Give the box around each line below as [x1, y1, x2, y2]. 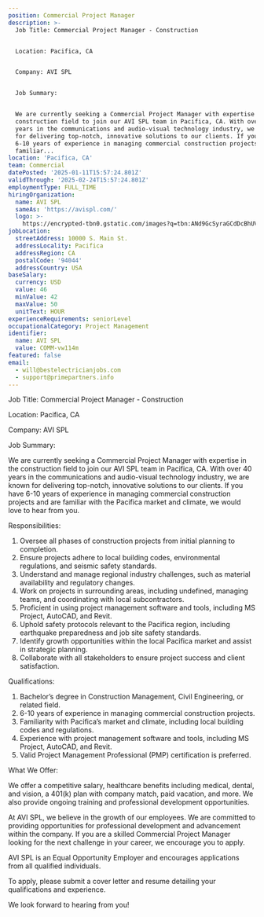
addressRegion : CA [15, 249, 76, 257]
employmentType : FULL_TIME [8, 183, 97, 191]
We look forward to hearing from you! [8, 900, 130, 910]
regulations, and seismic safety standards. [19, 561, 157, 570]
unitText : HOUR [15, 307, 65, 315]
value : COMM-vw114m [15, 344, 79, 352]
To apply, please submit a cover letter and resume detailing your [8, 877, 216, 886]
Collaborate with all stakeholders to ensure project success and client [19, 653, 245, 662]
